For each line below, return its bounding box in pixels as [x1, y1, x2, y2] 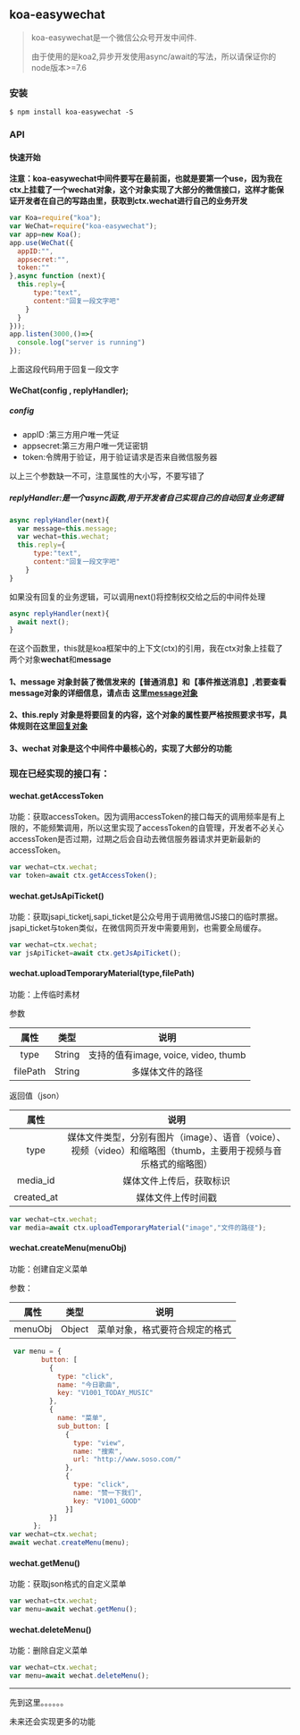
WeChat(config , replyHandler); [9, 385, 129, 395]
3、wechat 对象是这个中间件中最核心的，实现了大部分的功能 [9, 743, 232, 754]
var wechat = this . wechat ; [17, 532, 110, 541]
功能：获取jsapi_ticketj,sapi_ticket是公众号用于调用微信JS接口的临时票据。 [9, 912, 283, 923]
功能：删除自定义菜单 [9, 1646, 87, 1656]
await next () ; [17, 617, 70, 626]
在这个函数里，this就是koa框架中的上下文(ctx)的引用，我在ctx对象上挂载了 [9, 643, 284, 654]
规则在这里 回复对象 [16, 720, 87, 732]
